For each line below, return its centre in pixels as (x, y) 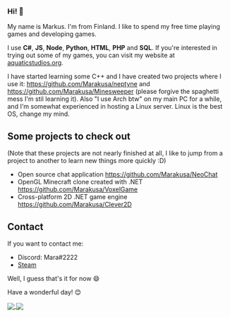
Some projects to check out (69, 136)
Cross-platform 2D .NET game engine (72, 197)
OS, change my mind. (39, 114)
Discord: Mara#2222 (48, 257)
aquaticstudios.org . (35, 63)
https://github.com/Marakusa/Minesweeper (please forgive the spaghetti (113, 92)
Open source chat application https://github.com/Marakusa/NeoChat (117, 174)
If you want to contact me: (46, 244)
